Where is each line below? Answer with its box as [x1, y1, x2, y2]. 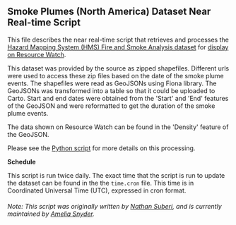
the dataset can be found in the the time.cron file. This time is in [7, 178, 194, 187]
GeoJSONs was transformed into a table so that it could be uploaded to [7, 86, 216, 95]
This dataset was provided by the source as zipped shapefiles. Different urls [7, 63, 230, 73]
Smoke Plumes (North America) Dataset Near [7, 6, 211, 18]
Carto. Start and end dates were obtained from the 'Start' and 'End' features [7, 94, 229, 102]
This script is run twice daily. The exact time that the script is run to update [7, 171, 225, 179]
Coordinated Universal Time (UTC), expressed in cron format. [7, 186, 187, 195]
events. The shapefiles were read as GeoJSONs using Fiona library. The [7, 79, 217, 87]
